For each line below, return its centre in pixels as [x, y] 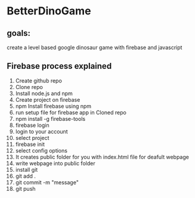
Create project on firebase [48, 99]
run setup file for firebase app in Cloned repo [71, 112]
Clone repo [29, 87]
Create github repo [38, 80]
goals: [19, 33]
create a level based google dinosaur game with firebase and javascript [95, 47]
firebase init [30, 144]
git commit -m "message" [47, 182]
